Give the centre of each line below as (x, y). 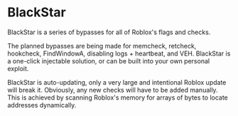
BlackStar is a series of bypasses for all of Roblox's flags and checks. (109, 32)
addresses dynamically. (42, 105)
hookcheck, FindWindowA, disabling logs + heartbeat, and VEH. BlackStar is (119, 53)
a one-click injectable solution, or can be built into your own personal (109, 60)
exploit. (18, 68)
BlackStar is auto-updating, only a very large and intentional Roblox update (117, 82)
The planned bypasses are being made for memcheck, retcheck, (102, 46)
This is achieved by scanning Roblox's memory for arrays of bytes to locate (118, 97)
